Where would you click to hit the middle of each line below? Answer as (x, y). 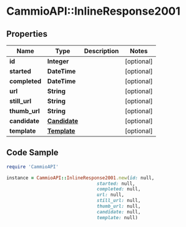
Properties (27, 34)
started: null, (116, 184)
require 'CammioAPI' (33, 166)
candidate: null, (119, 212)
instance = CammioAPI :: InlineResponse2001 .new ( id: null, (80, 178)
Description (102, 51)
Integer (58, 61)
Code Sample (32, 153)
